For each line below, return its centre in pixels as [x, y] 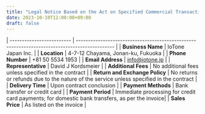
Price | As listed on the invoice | [46, 105]
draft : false [23, 23]
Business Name [143, 47]
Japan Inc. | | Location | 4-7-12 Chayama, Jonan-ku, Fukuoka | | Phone [96, 53]
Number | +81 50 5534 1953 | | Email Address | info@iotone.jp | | [88, 60]
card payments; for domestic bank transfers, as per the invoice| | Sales [96, 98]
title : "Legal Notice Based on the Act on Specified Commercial [90, 12]
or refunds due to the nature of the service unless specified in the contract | [102, 79]
